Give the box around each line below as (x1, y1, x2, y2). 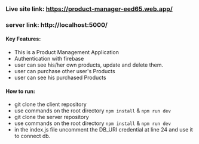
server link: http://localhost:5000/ (5, 20, 108, 29)
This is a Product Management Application (14, 49, 119, 56)
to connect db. (14, 133, 51, 140)
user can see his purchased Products (14, 74, 106, 82)
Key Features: (5, 35, 41, 43)
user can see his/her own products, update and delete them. (14, 61, 164, 68)
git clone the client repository (14, 101, 87, 108)
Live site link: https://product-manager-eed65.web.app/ (5, 5, 173, 13)
